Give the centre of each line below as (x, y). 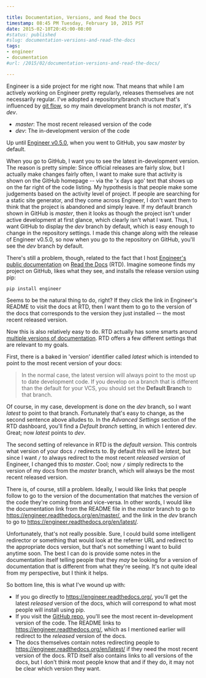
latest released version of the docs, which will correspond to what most (105, 603)
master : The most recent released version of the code (83, 124)
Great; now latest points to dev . (46, 432)
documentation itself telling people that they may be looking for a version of (102, 559)
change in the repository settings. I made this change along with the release (102, 233)
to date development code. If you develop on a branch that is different (110, 381)
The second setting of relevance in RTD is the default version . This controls (102, 444)
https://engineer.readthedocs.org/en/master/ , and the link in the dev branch (102, 515)
